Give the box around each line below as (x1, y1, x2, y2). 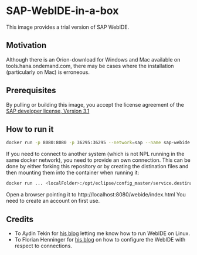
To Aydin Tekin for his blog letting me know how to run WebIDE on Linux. (14, 230, 191, 237)
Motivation (6, 40, 47, 50)
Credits (6, 214, 34, 224)
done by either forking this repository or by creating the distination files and (6, 163, 189, 170)
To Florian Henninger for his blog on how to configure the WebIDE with (14, 236, 186, 243)
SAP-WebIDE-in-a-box (6, 4, 119, 18)
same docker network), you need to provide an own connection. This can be (6, 157, 191, 164)
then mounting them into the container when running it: (6, 169, 140, 176)
